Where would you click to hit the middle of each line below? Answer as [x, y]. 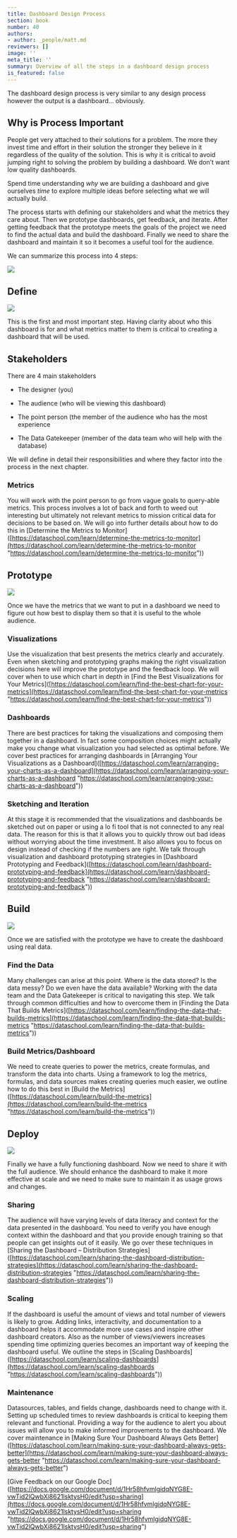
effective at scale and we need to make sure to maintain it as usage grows [115, 1179]
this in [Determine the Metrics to [54, 531]
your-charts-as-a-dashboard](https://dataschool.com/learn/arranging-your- [118, 770]
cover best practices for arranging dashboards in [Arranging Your [103, 755]
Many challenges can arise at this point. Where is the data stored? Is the [112, 981]
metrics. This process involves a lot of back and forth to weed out [103, 508]
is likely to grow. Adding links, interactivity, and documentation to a [104, 1321]
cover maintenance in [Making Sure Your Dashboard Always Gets [102, 1438]
